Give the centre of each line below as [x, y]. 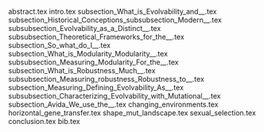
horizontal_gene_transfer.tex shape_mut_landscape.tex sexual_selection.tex [132, 113]
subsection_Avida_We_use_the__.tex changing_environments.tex [113, 104]
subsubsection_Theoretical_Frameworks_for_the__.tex [96, 37]
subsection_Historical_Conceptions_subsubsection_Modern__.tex [115, 20]
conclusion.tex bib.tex [45, 121]
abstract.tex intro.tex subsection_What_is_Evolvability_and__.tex [113, 12]
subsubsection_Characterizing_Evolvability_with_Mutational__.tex [115, 96]
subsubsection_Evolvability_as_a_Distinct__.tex [85, 28]
